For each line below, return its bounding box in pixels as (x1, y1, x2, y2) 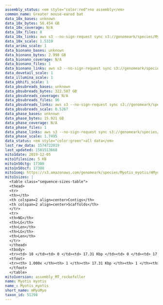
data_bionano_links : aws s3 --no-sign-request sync (5, 66, 112, 71)
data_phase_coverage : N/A (5, 120, 57, 125)
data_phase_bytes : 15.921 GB (5, 115, 64, 121)
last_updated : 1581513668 (5, 148, 57, 152)
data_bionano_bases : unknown (5, 48, 64, 53)
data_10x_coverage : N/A (5, 25, 53, 30)
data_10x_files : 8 (5, 30, 42, 35)
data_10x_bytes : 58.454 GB (5, 20, 60, 26)
